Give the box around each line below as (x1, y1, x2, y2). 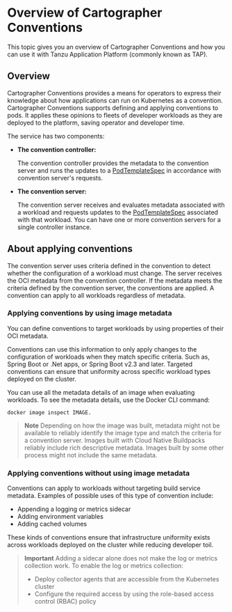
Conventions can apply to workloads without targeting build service (7, 484, 201, 492)
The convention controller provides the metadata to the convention (17, 159, 209, 167)
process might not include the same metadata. (24, 450, 158, 459)
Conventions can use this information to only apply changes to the (7, 345, 197, 353)
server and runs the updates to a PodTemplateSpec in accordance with (17, 166, 222, 175)
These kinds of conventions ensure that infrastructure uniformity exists (7, 533, 210, 542)
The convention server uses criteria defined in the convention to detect (7, 261, 211, 269)
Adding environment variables (17, 512, 104, 521)
